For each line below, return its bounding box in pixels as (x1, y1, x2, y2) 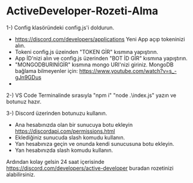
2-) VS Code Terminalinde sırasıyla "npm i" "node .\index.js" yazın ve (6, 91, 176, 99)
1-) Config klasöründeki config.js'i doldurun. (6, 24, 115, 31)
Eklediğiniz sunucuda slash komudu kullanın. (14, 133, 125, 141)
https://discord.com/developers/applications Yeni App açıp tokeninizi (14, 35, 185, 42)
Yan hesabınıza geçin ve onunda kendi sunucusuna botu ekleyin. (14, 140, 174, 147)
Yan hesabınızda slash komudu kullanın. (14, 147, 114, 154)
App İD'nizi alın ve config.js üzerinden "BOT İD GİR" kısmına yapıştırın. (14, 54, 188, 62)
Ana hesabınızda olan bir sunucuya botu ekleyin (14, 121, 133, 128)
